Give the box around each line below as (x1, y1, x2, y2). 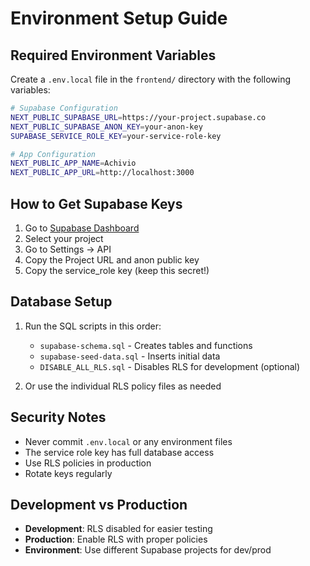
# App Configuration (10, 149, 97, 159)
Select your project (24, 232, 104, 244)
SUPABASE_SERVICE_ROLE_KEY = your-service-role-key (10, 131, 222, 141)
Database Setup (10, 293, 113, 311)
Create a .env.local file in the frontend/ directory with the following (10, 73, 292, 85)
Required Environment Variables (10, 47, 217, 64)
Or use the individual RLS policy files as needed (24, 380, 222, 392)
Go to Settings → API (24, 243, 112, 255)
